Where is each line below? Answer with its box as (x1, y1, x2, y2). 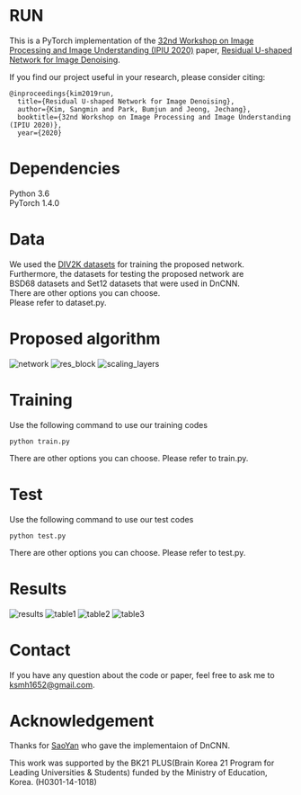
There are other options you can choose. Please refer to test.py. (9, 547, 246, 558)
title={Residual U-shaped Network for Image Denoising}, (17, 96, 235, 106)
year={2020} (17, 128, 63, 138)
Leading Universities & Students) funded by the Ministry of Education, (9, 767, 268, 778)
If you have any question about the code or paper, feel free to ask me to (9, 669, 276, 680)
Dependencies (9, 158, 120, 179)
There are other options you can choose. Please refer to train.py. (9, 452, 249, 463)
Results (9, 578, 67, 599)
